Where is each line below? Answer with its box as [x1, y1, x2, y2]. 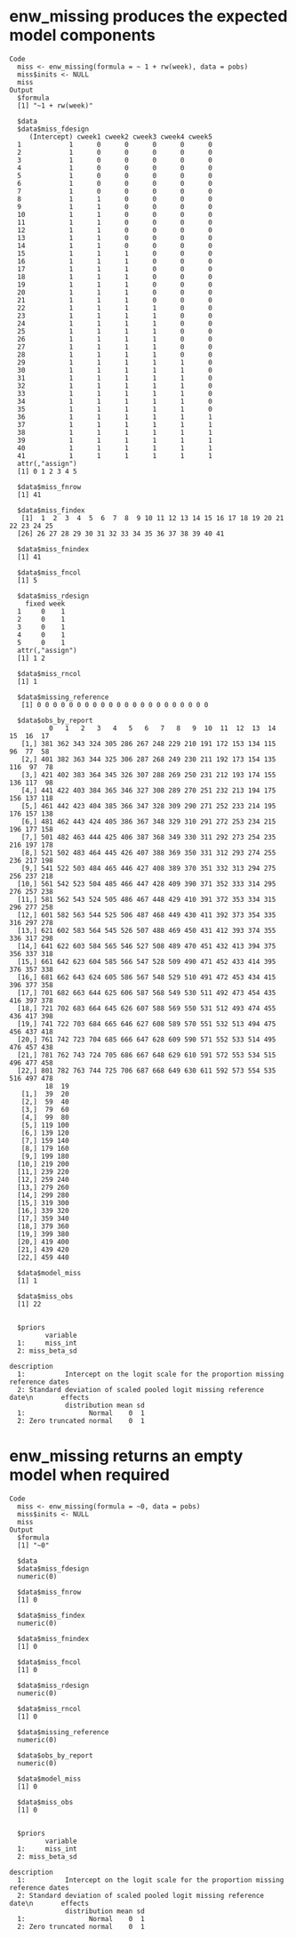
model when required [9, 1465, 171, 1485]
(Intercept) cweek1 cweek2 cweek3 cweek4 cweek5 [28, 132, 213, 141]
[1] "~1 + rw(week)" [17, 101, 93, 110]
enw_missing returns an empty [9, 1446, 244, 1467]
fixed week [25, 599, 66, 608]
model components [9, 25, 156, 45]
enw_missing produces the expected [9, 6, 288, 27]
